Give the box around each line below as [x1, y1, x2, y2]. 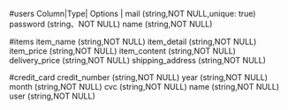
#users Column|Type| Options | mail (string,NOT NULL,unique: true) [9, 9, 256, 18]
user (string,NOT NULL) [9, 91, 95, 101]
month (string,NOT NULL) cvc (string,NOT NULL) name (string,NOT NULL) [9, 82, 280, 92]
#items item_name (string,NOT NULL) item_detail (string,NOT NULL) [9, 36, 257, 47]
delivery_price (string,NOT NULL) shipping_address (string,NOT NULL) [9, 55, 267, 65]
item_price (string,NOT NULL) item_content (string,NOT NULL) [9, 46, 237, 56]
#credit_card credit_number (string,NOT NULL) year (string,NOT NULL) [9, 72, 268, 83]
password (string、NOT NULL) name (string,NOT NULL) [9, 18, 213, 29]
